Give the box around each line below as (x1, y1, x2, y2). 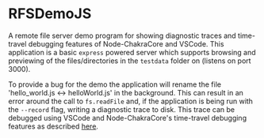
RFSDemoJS (8, 5, 92, 23)
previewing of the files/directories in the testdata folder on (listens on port (8, 56, 251, 65)
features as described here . (8, 121, 99, 131)
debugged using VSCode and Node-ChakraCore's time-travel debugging (8, 113, 247, 122)
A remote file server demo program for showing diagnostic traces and (8, 31, 236, 40)
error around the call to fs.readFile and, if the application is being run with (8, 96, 254, 106)
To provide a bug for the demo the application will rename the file (8, 80, 222, 89)
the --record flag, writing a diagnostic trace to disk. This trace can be (8, 104, 235, 114)
